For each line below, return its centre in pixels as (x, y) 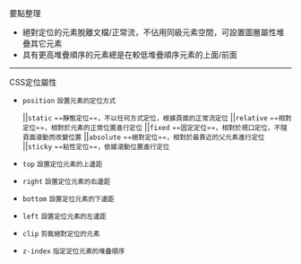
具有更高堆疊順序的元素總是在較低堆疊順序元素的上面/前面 (129, 55)
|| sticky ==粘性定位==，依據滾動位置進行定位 (96, 146)
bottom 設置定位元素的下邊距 (68, 199)
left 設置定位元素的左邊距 (64, 216)
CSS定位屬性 (33, 82)
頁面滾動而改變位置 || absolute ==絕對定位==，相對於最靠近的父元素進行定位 (143, 136)
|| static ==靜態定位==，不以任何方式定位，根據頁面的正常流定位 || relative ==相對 (157, 118)
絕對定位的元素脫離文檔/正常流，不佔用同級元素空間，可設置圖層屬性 (149, 32)
